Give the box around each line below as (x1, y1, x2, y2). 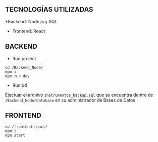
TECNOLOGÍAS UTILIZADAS (5, 5, 93, 14)
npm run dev (5, 73, 30, 78)
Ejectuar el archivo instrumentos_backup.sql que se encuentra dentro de (5, 92, 154, 98)
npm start (5, 133, 26, 138)
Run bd (12, 82, 27, 88)
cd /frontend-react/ (5, 124, 48, 129)
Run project (12, 55, 36, 61)
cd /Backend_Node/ (5, 65, 43, 70)
